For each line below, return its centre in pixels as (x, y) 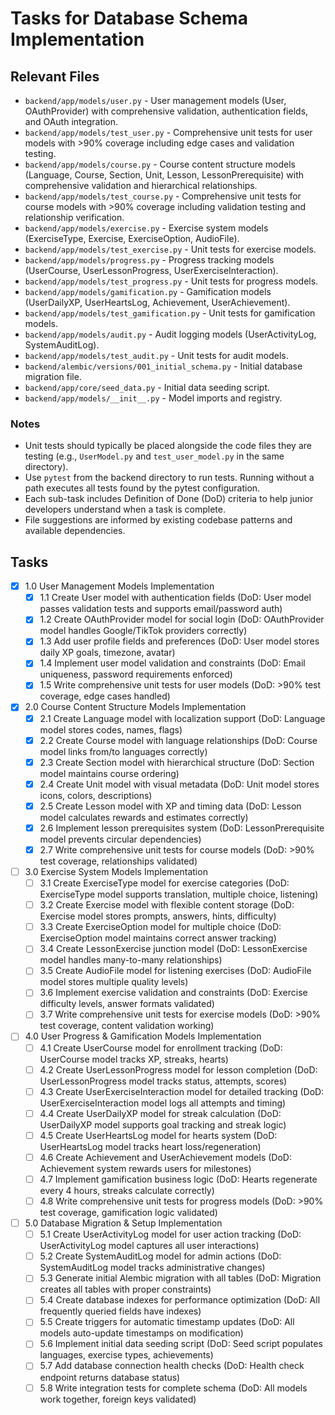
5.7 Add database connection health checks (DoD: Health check (172, 1366)
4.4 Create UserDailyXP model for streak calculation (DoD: (160, 1113)
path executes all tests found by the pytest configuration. (142, 488)
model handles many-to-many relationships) (131, 960)
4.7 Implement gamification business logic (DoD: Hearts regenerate (178, 1179)
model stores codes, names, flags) (111, 729)
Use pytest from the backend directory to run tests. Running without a (169, 478)
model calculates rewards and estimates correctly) (144, 817)
